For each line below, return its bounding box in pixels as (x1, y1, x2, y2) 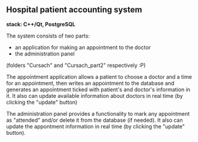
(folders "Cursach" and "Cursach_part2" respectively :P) (6, 61, 146, 69)
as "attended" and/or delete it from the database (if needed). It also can (6, 116, 183, 124)
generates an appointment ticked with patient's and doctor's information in (6, 86, 190, 93)
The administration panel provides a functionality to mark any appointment (6, 110, 190, 117)
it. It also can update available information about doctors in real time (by (6, 92, 184, 99)
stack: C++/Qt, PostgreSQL (6, 20, 76, 27)
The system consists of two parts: (6, 32, 90, 39)
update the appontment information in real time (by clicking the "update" (6, 122, 185, 130)
